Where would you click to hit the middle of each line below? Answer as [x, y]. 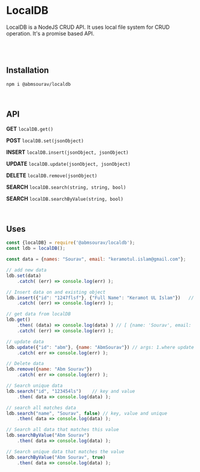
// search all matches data [41, 408]
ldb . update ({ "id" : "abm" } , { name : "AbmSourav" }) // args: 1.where [91, 347]
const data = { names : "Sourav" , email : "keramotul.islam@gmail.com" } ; [96, 259]
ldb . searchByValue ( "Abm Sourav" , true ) [56, 457]
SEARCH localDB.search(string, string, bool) [66, 187]
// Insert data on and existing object [56, 292]
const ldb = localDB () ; [36, 249]
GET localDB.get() [30, 129]
